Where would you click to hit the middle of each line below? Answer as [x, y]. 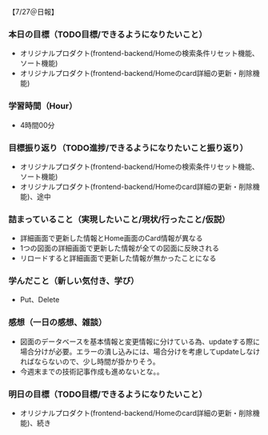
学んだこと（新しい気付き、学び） [74, 281]
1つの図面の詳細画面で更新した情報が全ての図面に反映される [120, 248]
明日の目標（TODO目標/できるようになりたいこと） [108, 394]
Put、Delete [40, 300]
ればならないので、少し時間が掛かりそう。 [90, 361]
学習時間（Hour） [43, 106]
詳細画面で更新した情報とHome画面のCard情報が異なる [111, 238]
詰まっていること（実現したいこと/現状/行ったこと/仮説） [119, 219]
